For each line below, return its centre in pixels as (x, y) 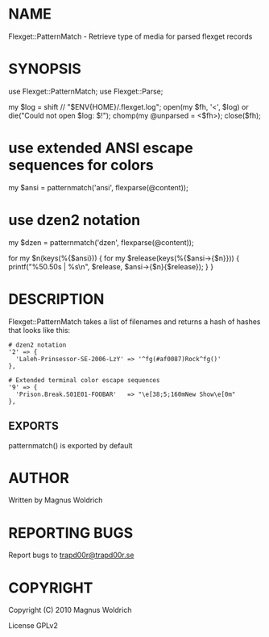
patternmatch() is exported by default (70, 445)
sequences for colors (81, 165)
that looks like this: (39, 330)
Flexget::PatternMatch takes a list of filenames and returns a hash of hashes (134, 321)
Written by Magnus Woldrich (56, 500)
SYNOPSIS (45, 69)
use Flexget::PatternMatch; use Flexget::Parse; (86, 91)
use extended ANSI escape (101, 148)
